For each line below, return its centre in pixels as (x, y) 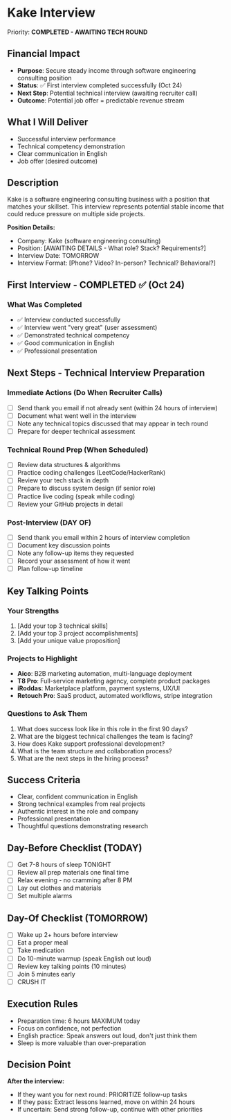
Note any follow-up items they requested (75, 553)
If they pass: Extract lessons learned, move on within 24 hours (106, 1102)
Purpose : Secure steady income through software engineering (107, 70)
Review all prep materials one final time (73, 873)
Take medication (41, 950)
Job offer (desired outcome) (57, 161)
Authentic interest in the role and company (78, 812)
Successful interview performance (66, 139)
